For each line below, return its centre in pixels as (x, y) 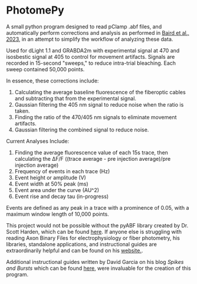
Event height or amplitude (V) (50, 177)
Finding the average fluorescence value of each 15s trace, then (91, 152)
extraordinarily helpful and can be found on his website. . (75, 250)
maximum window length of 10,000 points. (58, 214)
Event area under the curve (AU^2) (57, 190)
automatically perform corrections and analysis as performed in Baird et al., (98, 32)
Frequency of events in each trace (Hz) (62, 171)
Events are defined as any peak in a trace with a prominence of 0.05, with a (98, 207)
